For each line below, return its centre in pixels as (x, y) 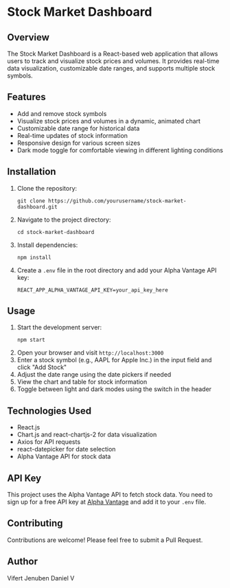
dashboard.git (37, 207)
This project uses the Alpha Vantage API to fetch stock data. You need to (110, 495)
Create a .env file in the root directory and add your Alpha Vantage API (117, 270)
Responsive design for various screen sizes (79, 143)
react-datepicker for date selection (66, 449)
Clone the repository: (47, 188)
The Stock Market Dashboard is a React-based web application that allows (113, 54)
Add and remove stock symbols (62, 113)
